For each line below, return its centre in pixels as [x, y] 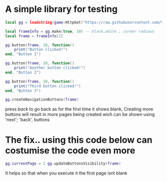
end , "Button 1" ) [23, 54]
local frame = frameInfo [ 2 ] [34, 36]
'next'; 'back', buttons [27, 120]
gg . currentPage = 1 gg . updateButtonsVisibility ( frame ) [63, 164]
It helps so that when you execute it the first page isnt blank [66, 173]
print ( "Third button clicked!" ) [47, 86]
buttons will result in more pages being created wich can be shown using [80, 114]
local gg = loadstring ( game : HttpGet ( [44, 22]
